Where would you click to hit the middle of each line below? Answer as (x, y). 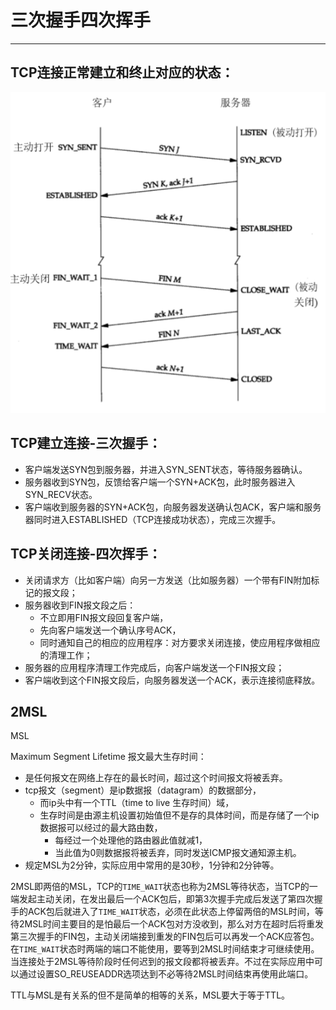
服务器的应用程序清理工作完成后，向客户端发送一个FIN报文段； (154, 667)
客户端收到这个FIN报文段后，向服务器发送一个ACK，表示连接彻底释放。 (172, 680)
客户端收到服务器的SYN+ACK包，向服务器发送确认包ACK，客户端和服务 (173, 507)
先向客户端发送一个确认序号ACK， (110, 630)
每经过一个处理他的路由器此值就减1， (131, 840)
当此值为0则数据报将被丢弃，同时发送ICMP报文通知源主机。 (178, 853)
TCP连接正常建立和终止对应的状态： (122, 72)
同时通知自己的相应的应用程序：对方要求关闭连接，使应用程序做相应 (180, 642)
